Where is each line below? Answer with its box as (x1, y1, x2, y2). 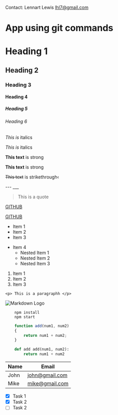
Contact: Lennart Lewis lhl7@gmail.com (5, 5, 89, 10)
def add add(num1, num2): (14, 347, 70, 352)
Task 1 (12, 393, 26, 399)
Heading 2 (5, 66, 39, 75)
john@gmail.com (27, 372, 68, 379)
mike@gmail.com (27, 380, 69, 387)
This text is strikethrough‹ (5, 174, 60, 180)
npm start (14, 314, 36, 319)
